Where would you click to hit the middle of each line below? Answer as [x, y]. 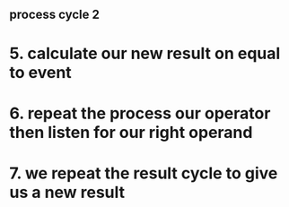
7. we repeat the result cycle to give [144, 173]
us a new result [67, 192]
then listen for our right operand [131, 132]
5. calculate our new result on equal [145, 53]
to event [40, 72]
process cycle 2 [55, 15]
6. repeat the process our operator [140, 113]
